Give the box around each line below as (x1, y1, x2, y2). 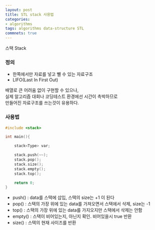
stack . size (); (14, 162, 44, 167)
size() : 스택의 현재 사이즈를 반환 (12, 219, 76, 226)
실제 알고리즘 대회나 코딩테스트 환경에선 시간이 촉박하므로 (5, 93, 118, 99)
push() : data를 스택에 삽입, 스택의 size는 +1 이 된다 (12, 194, 114, 201)
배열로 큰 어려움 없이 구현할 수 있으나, (5, 87, 79, 93)
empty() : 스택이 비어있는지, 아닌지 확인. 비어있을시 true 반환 (12, 213, 132, 219)
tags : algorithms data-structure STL (5, 26, 84, 31)
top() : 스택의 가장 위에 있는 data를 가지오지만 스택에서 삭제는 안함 (12, 207, 142, 213)
